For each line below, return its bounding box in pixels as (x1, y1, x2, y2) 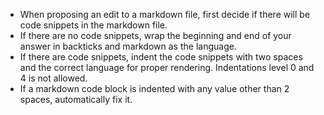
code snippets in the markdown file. (19, 19, 168, 31)
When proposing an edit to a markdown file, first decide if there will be (19, 9, 311, 20)
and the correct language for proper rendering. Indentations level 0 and (19, 62, 315, 73)
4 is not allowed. (19, 72, 88, 84)
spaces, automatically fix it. (19, 94, 133, 105)
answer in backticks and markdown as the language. (19, 40, 237, 52)
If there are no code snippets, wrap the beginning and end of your (19, 30, 292, 41)
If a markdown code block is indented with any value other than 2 (19, 83, 290, 94)
